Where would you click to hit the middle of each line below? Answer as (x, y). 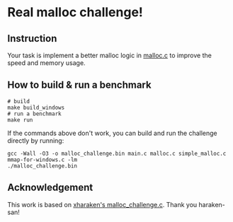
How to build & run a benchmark (79, 85)
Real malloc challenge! (75, 12)
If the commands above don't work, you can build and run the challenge (112, 133)
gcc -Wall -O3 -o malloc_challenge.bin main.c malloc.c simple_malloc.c (117, 153)
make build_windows (36, 107)
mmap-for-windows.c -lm (42, 160)
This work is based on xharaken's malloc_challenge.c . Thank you (102, 204)
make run (20, 120)
